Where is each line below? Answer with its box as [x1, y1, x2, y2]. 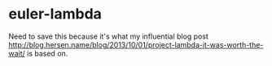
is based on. [27, 48, 68, 58]
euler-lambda [8, 5, 102, 23]
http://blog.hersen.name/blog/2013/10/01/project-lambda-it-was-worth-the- [8, 39, 264, 49]
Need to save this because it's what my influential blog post [8, 31, 209, 41]
